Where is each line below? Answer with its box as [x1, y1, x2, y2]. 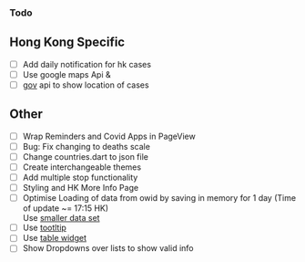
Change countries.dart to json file [22, 151, 148, 162]
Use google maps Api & [22, 68, 111, 79]
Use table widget [22, 233, 87, 244]
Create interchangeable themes [22, 162, 142, 173]
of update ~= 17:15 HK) [22, 203, 109, 214]
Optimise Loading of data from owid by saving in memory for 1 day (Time [22, 193, 297, 204]
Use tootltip [22, 222, 66, 234]
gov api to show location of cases [22, 79, 149, 90]
